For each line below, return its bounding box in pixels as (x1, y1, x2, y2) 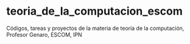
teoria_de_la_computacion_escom (6, 4, 183, 18)
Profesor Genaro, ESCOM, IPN (6, 31, 82, 38)
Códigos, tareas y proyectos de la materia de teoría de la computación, (6, 24, 185, 32)
